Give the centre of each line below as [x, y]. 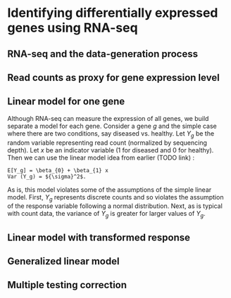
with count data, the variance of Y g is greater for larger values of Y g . [106, 214]
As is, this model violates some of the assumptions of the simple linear [110, 189]
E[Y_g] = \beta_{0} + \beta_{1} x [58, 170]
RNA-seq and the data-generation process [103, 54]
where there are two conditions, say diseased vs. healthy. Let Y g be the [111, 134]
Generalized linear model [63, 261]
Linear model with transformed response [99, 237]
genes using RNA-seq [73, 28]
